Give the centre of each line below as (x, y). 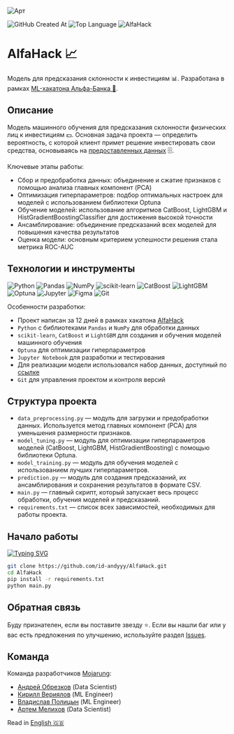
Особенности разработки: (46, 307)
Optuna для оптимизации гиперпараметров (81, 350)
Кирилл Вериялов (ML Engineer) (65, 694)
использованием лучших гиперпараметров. (83, 470)
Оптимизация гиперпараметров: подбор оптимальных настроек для (120, 195)
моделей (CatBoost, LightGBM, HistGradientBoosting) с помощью (114, 448)
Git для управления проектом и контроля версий (91, 379)
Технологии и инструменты (71, 269)
